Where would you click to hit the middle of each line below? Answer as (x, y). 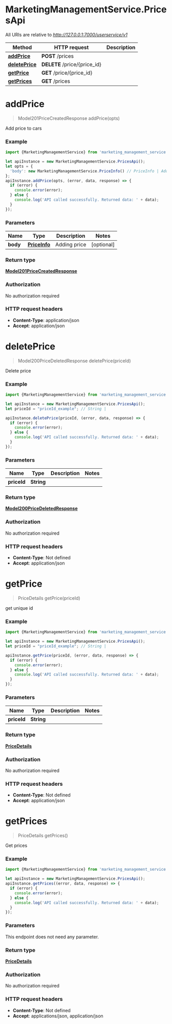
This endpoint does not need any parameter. (52, 937)
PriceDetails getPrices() (43, 836)
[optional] (103, 244)
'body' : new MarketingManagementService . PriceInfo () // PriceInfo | (84, 171)
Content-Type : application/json (46, 320)
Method (22, 47)
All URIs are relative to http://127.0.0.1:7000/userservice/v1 (67, 34)
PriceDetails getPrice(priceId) (49, 598)
